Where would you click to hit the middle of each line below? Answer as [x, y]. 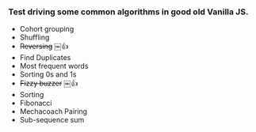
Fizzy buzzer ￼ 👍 [49, 83]
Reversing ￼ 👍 [44, 47]
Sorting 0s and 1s [48, 74]
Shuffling [34, 37]
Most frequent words [54, 66]
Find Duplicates [45, 58]
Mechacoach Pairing [53, 111]
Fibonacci [36, 103]
